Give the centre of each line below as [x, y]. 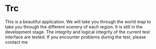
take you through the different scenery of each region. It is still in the [74, 26]
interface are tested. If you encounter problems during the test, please [76, 37]
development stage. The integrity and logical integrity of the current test [78, 32]
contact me [17, 42]
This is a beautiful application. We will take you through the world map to [78, 22]
